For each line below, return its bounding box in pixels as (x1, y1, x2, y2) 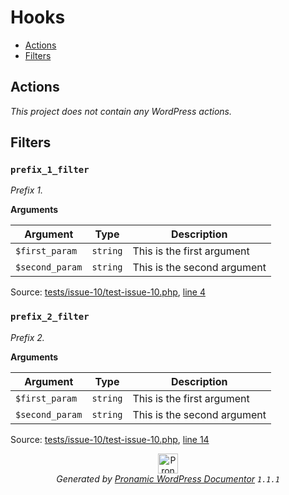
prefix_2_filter (10, 311, 90, 323)
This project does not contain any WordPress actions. (10, 105, 232, 117)
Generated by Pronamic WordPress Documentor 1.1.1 (56, 472, 280, 485)
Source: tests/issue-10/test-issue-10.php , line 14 (10, 433, 210, 445)
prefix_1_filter (10, 164, 90, 176)
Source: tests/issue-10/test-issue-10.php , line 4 (10, 286, 206, 298)
